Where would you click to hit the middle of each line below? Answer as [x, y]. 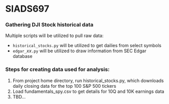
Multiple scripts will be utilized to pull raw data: [54, 36]
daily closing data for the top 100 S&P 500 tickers [64, 86]
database [22, 56]
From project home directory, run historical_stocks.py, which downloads [88, 80]
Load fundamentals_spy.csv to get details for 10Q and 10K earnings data [88, 91]
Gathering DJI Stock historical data [49, 25]
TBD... [19, 96]
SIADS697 [27, 9]
